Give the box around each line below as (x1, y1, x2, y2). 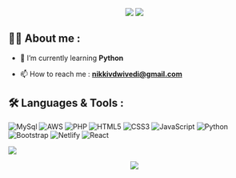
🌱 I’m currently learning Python (19, 53, 124, 63)
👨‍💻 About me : (8, 32, 81, 46)
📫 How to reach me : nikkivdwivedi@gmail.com (19, 69, 182, 79)
